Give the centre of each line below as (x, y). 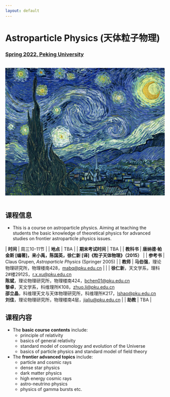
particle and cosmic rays (46, 362)
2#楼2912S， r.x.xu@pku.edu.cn (38, 275)
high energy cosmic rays (46, 379)
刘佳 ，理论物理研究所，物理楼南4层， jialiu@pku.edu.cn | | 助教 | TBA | (78, 300)
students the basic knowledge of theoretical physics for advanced (81, 233)
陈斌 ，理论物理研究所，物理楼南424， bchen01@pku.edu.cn (68, 281)
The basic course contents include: (50, 330)
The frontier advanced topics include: (53, 357)
